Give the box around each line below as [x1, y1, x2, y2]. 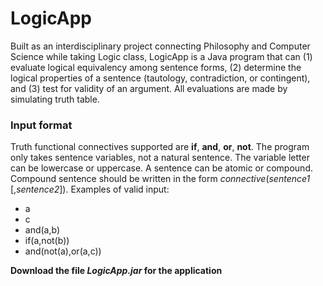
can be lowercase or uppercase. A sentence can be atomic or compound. [10, 162, 313, 174]
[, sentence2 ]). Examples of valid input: [10, 183, 170, 196]
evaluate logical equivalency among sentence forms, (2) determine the [10, 61, 302, 73]
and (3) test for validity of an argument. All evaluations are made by [10, 82, 288, 94]
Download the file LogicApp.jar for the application [10, 265, 223, 277]
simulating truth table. [10, 93, 100, 105]
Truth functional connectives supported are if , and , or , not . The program [10, 141, 310, 153]
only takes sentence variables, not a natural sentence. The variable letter [10, 152, 310, 164]
